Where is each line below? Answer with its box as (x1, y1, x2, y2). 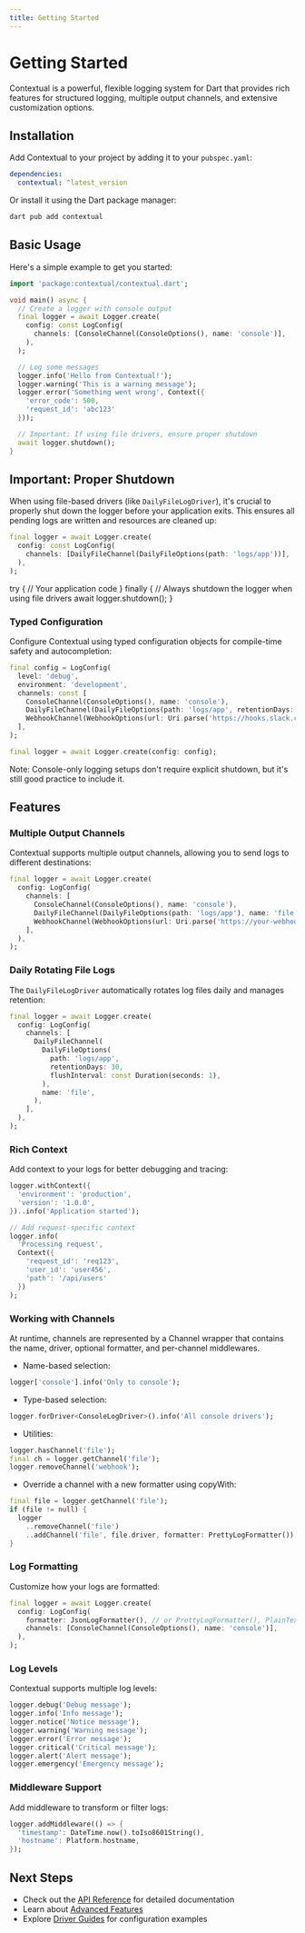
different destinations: (9, 857, 92, 868)
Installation (9, 128, 74, 144)
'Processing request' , (17, 1240, 103, 1250)
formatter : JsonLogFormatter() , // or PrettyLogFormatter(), (25, 1615, 261, 1625)
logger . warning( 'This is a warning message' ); (17, 379, 197, 389)
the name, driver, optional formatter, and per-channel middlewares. (9, 1342, 261, 1353)
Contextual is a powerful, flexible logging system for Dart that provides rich (9, 83, 290, 94)
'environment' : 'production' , (17, 1190, 132, 1200)
